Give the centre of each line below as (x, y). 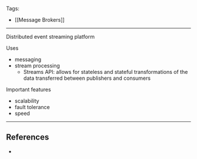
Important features (29, 89)
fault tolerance (32, 107)
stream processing (37, 66)
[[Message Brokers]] (40, 20)
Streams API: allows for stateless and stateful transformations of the (106, 72)
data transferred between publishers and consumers (87, 78)
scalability (27, 101)
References (28, 137)
